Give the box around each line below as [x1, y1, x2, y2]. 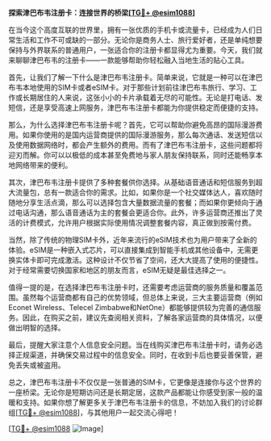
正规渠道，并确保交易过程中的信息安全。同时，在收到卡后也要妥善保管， [15, 351, 256, 359]
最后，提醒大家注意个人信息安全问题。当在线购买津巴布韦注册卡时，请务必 [8, 340, 256, 350]
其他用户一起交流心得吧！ [94, 408, 179, 417]
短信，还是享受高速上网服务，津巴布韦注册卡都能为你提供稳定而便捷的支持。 [8, 103, 263, 112]
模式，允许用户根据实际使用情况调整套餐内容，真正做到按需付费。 [35, 218, 256, 227]
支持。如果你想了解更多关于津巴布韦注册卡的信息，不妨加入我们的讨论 [22, 397, 256, 407]
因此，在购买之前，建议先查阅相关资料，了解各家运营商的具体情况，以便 [22, 313, 263, 322]
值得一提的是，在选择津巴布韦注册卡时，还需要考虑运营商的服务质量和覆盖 [8, 283, 256, 292]
